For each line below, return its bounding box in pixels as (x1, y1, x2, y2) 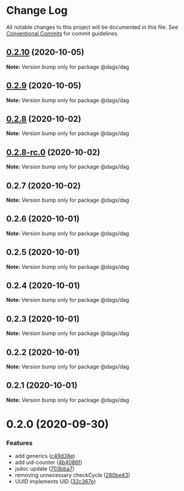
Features (6, 439, 33, 447)
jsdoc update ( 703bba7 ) (14, 465, 75, 472)
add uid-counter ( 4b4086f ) (14, 459, 83, 466)
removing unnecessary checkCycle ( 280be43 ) (14, 472, 131, 479)
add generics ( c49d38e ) (14, 453, 76, 460)
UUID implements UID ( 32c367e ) (14, 478, 96, 485)
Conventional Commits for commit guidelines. (6, 29, 119, 37)
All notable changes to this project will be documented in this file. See (6, 23, 179, 31)
